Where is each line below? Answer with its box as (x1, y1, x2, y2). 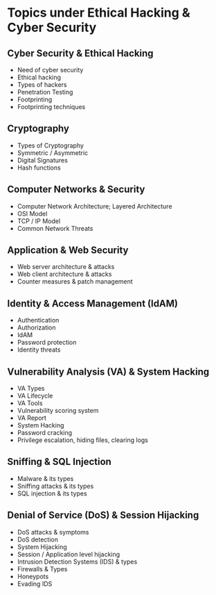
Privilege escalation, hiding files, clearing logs (17, 436, 149, 444)
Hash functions (17, 163, 61, 172)
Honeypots (17, 572, 49, 580)
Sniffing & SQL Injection (7, 456, 112, 468)
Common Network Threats (17, 224, 93, 232)
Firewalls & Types (17, 564, 68, 573)
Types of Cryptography (17, 141, 84, 149)
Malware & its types (17, 474, 74, 482)
